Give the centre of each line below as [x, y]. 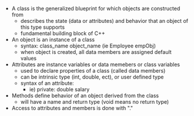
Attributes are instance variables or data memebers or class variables [96, 64]
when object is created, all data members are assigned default [96, 52]
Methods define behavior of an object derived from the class [85, 95]
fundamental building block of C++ [63, 33]
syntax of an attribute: [47, 83]
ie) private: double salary [59, 89]
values [29, 58]
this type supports [43, 27]
